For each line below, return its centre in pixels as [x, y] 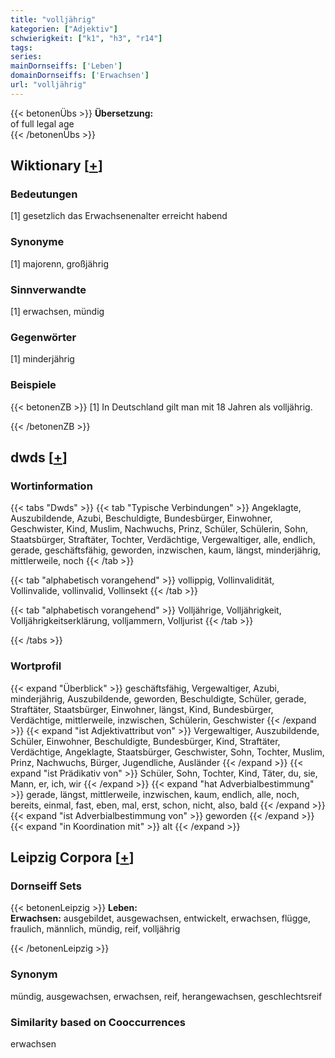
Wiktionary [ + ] [56, 166]
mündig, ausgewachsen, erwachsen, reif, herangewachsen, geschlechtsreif [166, 996]
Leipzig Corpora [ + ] [72, 857]
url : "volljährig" [48, 85]
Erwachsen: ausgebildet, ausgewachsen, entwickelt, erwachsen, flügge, [161, 918]
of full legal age [42, 123]
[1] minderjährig [42, 359]
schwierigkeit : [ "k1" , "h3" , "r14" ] [86, 38]
